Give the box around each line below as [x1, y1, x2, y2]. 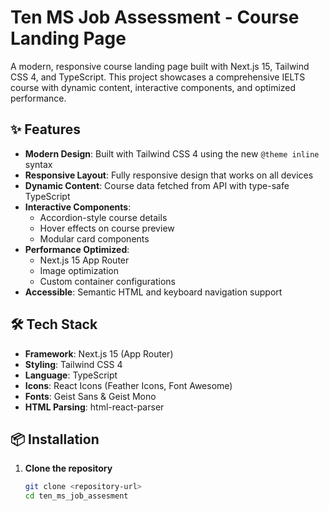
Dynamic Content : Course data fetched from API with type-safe [24, 179, 290, 191]
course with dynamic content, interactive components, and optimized [10, 81, 297, 93]
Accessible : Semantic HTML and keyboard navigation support [24, 286, 283, 298]
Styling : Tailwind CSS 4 [24, 358, 123, 370]
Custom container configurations [39, 275, 176, 287]
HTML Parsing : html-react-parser [24, 401, 165, 413]
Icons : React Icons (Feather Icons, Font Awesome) [24, 379, 233, 391]
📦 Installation [10, 431, 100, 448]
